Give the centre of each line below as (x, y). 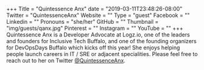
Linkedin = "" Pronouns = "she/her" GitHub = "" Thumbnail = (83, 22)
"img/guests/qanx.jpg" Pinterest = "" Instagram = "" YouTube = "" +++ (95, 28)
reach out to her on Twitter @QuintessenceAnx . (66, 61)
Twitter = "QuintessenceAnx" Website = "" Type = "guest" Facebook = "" (98, 15)
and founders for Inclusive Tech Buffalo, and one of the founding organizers (101, 41)
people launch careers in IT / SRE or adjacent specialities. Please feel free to (102, 54)
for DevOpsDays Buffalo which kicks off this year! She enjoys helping (93, 47)
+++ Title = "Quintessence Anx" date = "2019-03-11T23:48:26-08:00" (94, 9)
